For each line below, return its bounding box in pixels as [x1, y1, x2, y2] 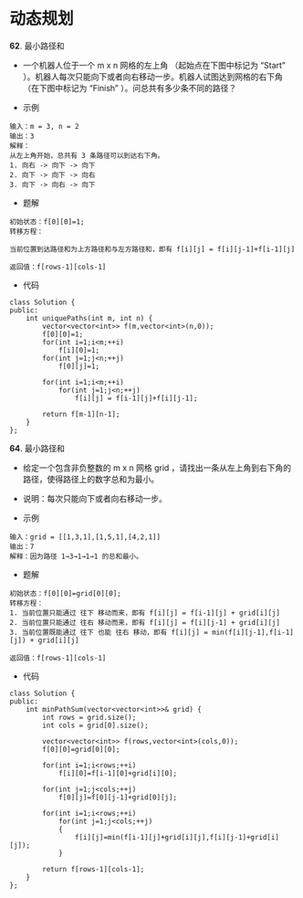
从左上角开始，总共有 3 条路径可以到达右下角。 [9, 151, 165, 160]
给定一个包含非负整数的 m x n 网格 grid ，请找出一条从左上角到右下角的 [22, 462, 292, 473]
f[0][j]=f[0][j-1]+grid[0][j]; [57, 792, 178, 802]
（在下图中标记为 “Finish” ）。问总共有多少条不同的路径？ [22, 82, 237, 93]
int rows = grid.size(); [42, 713, 137, 722]
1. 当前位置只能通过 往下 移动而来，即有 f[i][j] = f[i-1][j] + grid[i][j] [9, 608, 281, 618]
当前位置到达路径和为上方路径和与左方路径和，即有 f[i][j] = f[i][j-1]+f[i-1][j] [9, 244, 296, 254]
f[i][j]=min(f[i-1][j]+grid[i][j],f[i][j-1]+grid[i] [74, 832, 280, 841]
